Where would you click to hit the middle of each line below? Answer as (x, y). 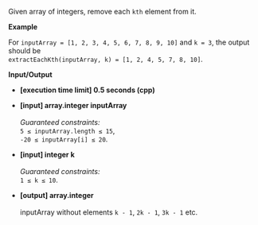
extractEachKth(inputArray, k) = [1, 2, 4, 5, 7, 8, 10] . (106, 59)
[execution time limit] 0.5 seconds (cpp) (87, 90)
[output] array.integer (57, 195)
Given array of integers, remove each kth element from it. (102, 12)
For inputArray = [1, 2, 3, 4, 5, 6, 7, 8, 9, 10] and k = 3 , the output (129, 42)
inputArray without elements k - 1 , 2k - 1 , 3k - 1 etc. (109, 212)
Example (23, 27)
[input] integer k (47, 155)
